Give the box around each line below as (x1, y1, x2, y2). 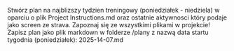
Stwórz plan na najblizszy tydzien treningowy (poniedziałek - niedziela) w (7, 6, 220, 14)
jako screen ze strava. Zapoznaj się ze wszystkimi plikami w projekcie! (7, 21, 210, 29)
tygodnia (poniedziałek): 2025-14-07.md (7, 36, 124, 44)
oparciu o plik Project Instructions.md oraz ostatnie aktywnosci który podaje (7, 13, 228, 22)
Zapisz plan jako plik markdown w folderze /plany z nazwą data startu (7, 28, 209, 36)
